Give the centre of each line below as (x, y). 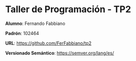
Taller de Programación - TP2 (68, 9)
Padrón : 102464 (22, 33)
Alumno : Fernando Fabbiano (35, 23)
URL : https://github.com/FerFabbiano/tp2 (48, 43)
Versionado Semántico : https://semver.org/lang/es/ (60, 53)
